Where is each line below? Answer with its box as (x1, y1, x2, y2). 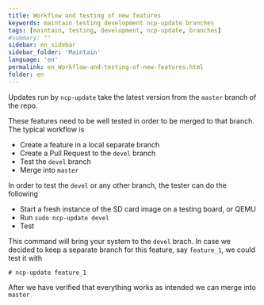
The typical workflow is (8, 124, 85, 134)
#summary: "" (8, 33, 52, 42)
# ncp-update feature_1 (8, 269, 87, 276)
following (8, 189, 38, 198)
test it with (8, 253, 43, 262)
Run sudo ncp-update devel (19, 212, 109, 222)
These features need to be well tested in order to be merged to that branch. (8, 116, 255, 125)
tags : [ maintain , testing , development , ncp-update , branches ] (8, 26, 222, 34)
